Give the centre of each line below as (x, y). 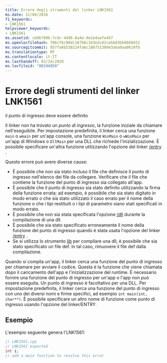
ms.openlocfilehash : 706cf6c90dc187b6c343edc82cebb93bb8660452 (73, 43)
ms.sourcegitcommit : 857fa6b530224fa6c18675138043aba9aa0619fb (73, 47)
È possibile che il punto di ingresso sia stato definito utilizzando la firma (86, 188)
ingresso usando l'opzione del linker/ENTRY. (51, 305)
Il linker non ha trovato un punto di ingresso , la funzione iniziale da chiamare (84, 125)
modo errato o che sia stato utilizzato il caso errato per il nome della (83, 198)
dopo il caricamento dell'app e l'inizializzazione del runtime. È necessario (81, 272)
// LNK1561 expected (27, 346)
